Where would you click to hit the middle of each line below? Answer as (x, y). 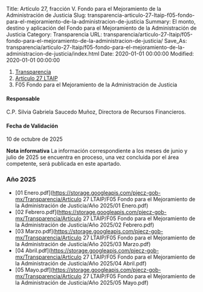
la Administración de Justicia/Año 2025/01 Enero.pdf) (82, 206)
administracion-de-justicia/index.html (53, 54)
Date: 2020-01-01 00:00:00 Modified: (147, 54)
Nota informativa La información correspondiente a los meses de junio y (97, 151)
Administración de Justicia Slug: (46, 15)
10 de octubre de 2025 (34, 139)
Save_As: (176, 41)
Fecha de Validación (32, 126)
